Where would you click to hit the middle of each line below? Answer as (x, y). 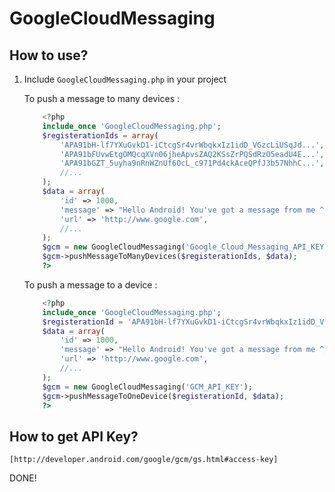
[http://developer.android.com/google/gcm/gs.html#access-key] (144, 460)
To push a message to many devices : (102, 98)
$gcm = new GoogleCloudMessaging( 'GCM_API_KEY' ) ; (147, 387)
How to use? (49, 55)
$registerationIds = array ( (100, 135)
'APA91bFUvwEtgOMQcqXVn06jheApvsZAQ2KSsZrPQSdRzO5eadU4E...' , (192, 154)
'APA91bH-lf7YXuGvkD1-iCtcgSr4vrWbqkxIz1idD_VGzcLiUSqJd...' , (192, 145)
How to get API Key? (74, 436)
